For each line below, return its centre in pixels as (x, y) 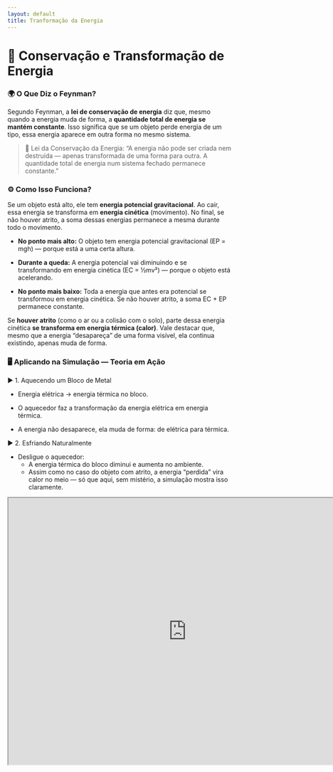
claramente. (46, 487)
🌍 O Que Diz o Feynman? (52, 93)
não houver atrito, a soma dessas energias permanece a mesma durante (113, 220)
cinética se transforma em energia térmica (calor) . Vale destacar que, (111, 328)
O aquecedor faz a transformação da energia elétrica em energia (113, 408)
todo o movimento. (35, 228)
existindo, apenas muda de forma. (57, 343)
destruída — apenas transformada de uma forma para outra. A (116, 155)
